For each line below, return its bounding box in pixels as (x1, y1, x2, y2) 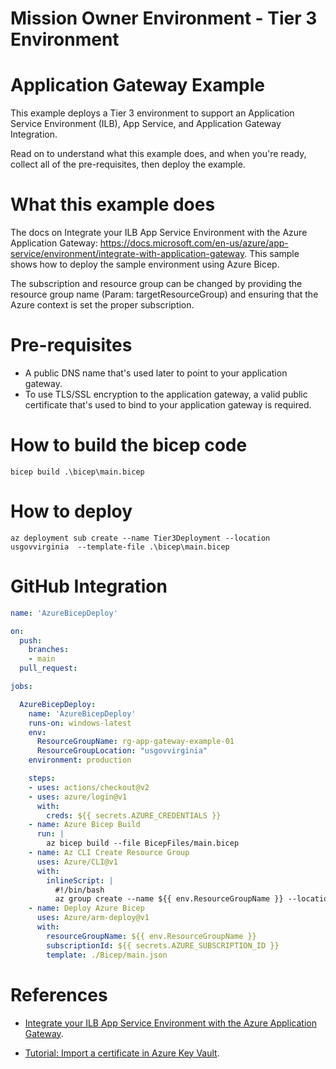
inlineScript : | (46, 875, 114, 886)
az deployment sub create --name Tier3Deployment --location (10, 533, 271, 543)
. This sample (244, 248, 300, 260)
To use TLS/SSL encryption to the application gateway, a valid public (24, 388, 308, 400)
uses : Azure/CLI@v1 (36, 857, 118, 867)
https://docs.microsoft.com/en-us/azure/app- (99, 237, 289, 249)
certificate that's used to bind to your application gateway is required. (24, 399, 312, 411)
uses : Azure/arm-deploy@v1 (36, 913, 150, 923)
